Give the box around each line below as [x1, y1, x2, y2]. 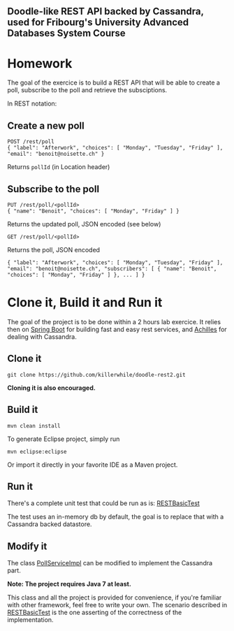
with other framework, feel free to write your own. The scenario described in [7, 601, 228, 609]
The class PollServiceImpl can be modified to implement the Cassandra [7, 559, 213, 567]
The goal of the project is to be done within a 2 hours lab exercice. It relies [7, 317, 221, 326]
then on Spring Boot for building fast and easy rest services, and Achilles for [7, 325, 227, 333]
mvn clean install [7, 422, 61, 429]
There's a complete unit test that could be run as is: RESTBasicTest [7, 499, 200, 507]
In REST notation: [7, 99, 57, 108]
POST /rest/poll [7, 138, 54, 145]
